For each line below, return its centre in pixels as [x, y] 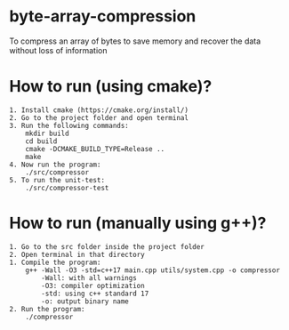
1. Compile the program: [55, 262]
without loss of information [58, 50]
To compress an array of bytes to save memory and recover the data [135, 41]
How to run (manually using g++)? [138, 223]
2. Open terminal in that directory [77, 254]
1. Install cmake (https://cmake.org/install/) [99, 110]
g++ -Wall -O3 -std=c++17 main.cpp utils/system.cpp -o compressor [153, 270]
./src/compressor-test [67, 188]
